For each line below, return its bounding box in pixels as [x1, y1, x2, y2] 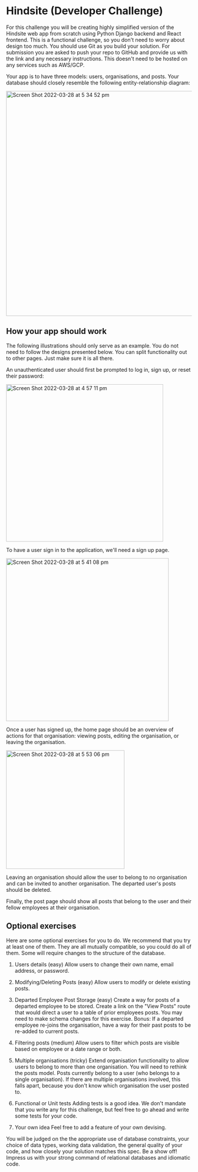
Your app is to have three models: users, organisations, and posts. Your [6, 73, 180, 80]
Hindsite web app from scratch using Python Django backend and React [6, 30, 181, 37]
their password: [6, 372, 44, 379]
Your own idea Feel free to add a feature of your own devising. [14, 1124, 167, 1131]
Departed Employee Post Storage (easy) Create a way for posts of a [14, 996, 180, 1003]
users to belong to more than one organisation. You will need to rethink [14, 1063, 187, 1070]
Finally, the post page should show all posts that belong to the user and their [6, 897, 192, 905]
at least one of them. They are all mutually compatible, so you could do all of [6, 943, 192, 950]
